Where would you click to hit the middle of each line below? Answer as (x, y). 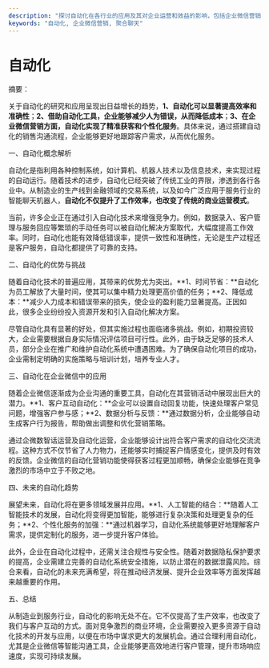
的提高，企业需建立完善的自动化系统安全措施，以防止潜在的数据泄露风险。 (131, 562)
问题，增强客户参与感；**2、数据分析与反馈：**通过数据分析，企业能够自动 (134, 413)
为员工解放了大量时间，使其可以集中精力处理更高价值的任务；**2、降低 (127, 292)
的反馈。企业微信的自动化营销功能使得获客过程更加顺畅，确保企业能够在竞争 (134, 460)
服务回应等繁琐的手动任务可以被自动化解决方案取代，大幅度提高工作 (134, 228)
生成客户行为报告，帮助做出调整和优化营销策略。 (89, 423)
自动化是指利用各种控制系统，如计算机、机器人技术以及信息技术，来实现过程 (134, 170)
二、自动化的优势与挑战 (47, 265)
